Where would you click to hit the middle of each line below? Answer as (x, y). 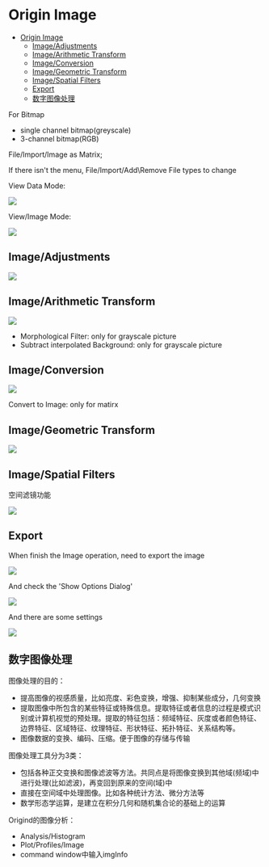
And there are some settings (56, 617)
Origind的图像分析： (42, 820)
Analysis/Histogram (53, 836)
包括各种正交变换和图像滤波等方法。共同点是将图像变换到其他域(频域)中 (140, 772)
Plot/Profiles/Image (52, 844)
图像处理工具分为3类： (46, 755)
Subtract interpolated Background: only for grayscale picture (121, 344)
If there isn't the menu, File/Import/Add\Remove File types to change (122, 170)
